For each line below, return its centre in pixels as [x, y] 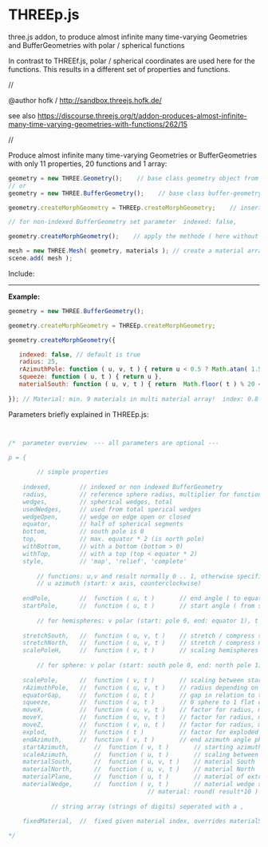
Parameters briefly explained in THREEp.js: [79, 414]
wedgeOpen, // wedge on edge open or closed [107, 517]
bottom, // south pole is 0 [84, 532]
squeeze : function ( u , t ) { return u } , [90, 377]
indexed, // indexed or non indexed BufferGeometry [123, 487]
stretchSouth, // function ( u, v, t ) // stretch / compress [139, 636]
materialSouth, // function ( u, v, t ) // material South [139, 762]
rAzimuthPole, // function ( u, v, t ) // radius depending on [141, 688]
